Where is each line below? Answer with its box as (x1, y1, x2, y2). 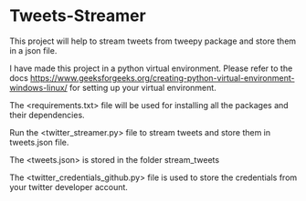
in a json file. (9, 45, 58, 55)
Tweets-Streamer (9, 5, 146, 26)
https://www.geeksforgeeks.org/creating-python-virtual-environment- (30, 72, 295, 83)
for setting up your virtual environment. (69, 82, 216, 93)
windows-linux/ (9, 82, 69, 93)
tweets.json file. (9, 136, 69, 147)
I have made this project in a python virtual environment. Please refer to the (9, 63, 293, 74)
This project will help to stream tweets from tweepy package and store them (9, 35, 297, 46)
